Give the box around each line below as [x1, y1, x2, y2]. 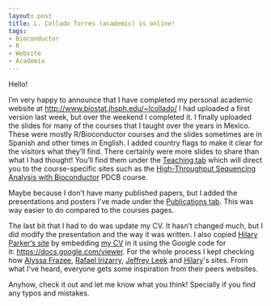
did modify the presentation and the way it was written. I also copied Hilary [8, 229, 258, 239]
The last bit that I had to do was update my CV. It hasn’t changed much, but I [8, 220, 264, 231]
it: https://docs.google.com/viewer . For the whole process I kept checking [8, 246, 255, 256]
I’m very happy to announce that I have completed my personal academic [8, 95, 253, 104]
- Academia [8, 57, 45, 66]
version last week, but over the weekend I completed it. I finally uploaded [8, 112, 252, 121]
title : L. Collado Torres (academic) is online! [8, 19, 176, 28]
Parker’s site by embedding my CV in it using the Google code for [8, 238, 227, 248]
